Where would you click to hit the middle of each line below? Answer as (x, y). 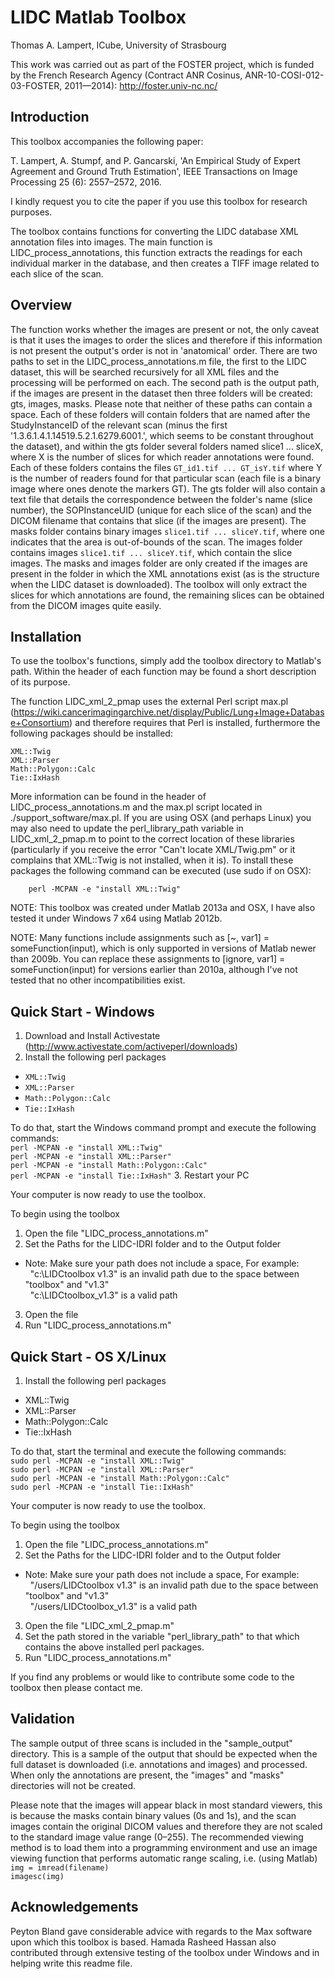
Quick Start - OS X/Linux (88, 1356)
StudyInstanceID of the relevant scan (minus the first (119, 425)
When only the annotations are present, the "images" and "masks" (147, 1775)
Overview (41, 305)
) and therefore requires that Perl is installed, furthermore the (195, 723)
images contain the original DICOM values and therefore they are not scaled (166, 1826)
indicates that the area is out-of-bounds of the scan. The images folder (156, 542)
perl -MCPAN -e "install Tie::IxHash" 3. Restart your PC (130, 1175)
